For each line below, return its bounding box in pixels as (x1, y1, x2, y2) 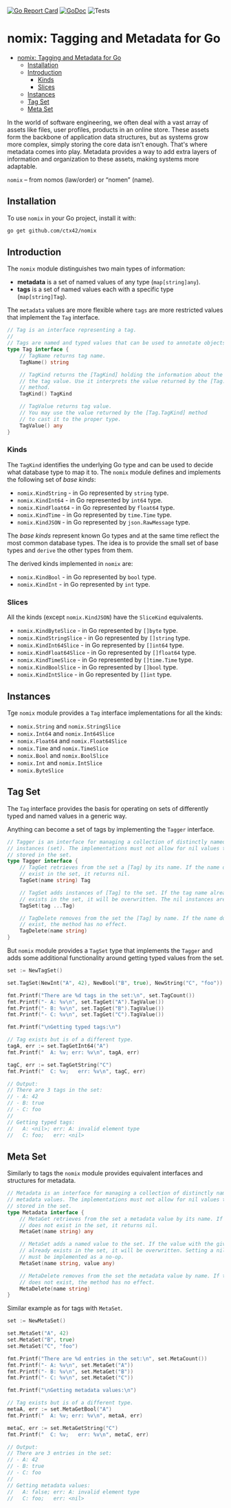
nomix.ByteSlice (16, 767, 64, 774)
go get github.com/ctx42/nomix (7, 227, 97, 234)
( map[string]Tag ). (16, 293, 67, 301)
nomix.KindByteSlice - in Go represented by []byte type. (16, 627, 178, 635)
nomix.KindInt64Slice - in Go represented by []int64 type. (16, 641, 184, 649)
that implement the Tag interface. (7, 313, 100, 322)
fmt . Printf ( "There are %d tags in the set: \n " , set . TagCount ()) (7, 992, 195, 999)
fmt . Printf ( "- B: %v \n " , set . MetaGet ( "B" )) (7, 1368, 134, 1375)
